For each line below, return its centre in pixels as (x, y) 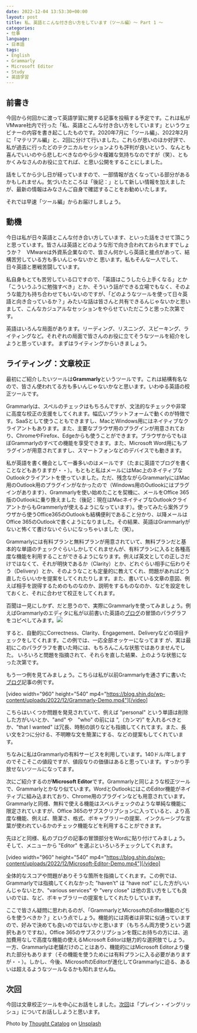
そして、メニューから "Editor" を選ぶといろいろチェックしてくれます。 (91, 845)
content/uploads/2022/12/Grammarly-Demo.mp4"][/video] (77, 700)
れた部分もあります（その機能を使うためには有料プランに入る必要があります (98, 954)
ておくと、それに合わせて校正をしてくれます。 (62, 593)
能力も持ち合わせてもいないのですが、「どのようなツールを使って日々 (99, 294)
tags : (13, 50)
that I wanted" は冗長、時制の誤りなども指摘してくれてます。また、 (100, 727)
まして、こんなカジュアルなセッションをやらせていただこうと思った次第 (93, 308)
